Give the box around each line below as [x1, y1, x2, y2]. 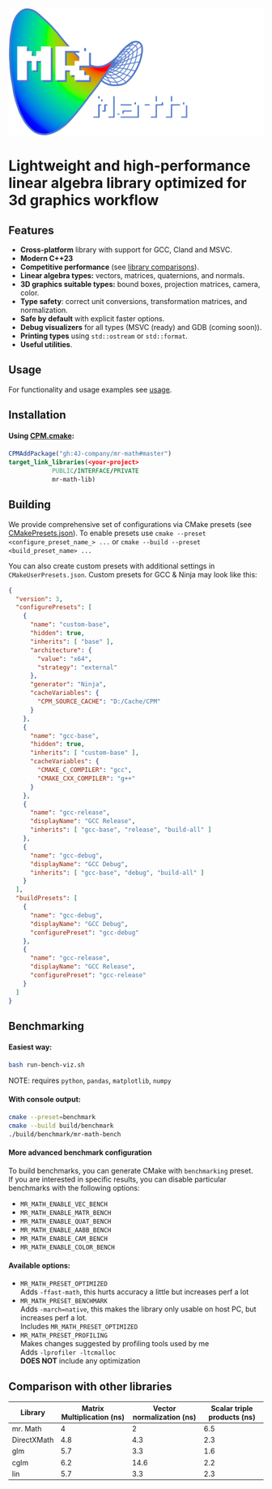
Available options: [8, 1260, 71, 1270]
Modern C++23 [19, 254, 74, 263]
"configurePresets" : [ [15, 603, 92, 611]
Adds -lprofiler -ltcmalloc [19, 1347, 117, 1358]
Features [8, 223, 54, 237]
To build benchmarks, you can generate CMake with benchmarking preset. [8, 1166, 253, 1176]
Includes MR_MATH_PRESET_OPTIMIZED [19, 1322, 138, 1332]
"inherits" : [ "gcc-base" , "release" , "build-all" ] [29, 826, 212, 835]
